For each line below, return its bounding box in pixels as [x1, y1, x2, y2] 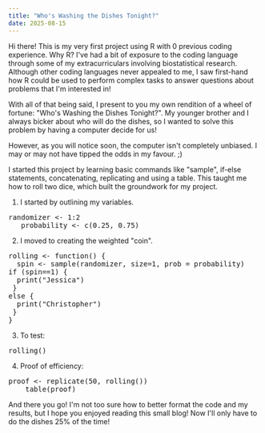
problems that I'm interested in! [8, 83, 111, 93]
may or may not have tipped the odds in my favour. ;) [8, 149, 183, 159]
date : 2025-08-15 [8, 19, 66, 27]
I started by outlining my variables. [19, 197, 135, 207]
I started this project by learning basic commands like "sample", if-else [8, 164, 242, 174]
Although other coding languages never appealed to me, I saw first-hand [8, 67, 248, 76]
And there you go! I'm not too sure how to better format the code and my [8, 399, 248, 409]
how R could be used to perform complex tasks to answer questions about [8, 75, 255, 85]
